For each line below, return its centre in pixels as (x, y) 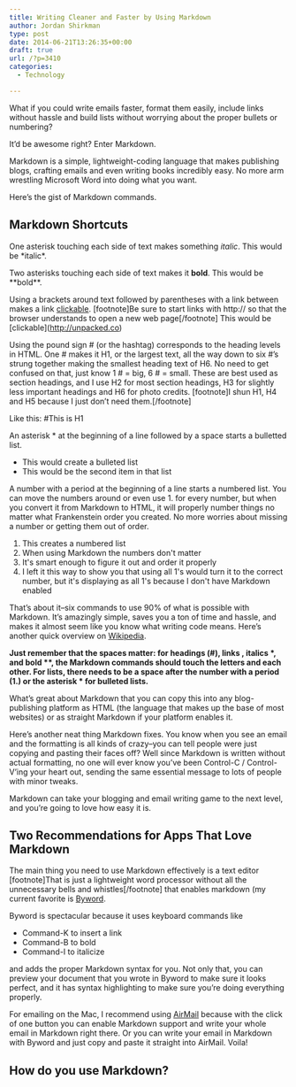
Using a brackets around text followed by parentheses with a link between (144, 299)
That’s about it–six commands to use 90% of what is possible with (129, 607)
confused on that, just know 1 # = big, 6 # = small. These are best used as (144, 373)
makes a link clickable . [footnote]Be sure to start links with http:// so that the (148, 308)
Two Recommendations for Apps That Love (131, 835)
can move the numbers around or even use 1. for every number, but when (143, 497)
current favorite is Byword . (57, 898)
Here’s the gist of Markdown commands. (83, 197)
